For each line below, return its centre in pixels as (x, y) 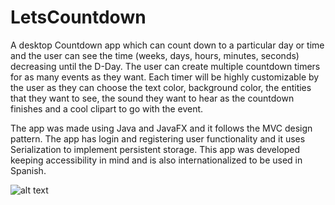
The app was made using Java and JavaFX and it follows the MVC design (161, 128)
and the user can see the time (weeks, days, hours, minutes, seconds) (155, 55)
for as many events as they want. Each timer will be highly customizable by (165, 77)
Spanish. (28, 170)
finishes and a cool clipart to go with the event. (107, 108)
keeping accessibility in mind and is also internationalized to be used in (156, 160)
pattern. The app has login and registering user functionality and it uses (158, 138)
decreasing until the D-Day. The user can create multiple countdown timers (165, 66)
